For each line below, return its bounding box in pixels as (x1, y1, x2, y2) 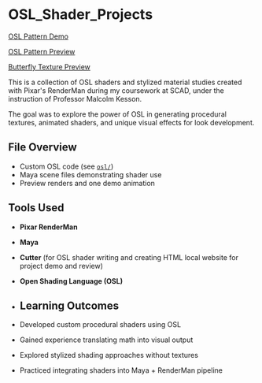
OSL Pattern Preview (8, 46, 76, 56)
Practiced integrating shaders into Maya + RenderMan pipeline (19, 366, 223, 375)
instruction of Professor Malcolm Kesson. (8, 94, 142, 103)
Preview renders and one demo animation (19, 178, 156, 188)
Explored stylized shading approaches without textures (19, 351, 199, 360)
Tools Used (8, 201, 65, 214)
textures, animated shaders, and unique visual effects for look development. (8, 117, 255, 127)
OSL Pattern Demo (8, 32, 69, 41)
